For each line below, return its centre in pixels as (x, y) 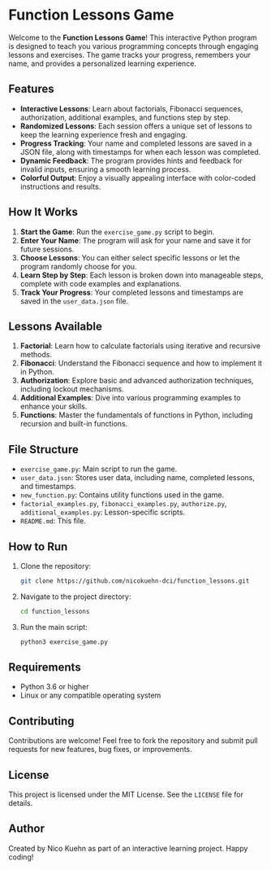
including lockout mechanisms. (72, 389)
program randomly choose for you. (78, 266)
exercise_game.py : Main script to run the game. (99, 469)
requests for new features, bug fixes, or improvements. (100, 750)
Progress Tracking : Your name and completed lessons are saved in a (136, 143)
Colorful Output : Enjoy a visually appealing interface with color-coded (138, 177)
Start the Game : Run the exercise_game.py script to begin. (117, 232)
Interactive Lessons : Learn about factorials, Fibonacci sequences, (131, 108)
